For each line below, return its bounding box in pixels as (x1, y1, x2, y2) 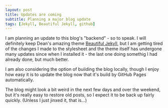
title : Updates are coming (5, 12, 62, 17)
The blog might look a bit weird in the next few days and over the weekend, (5, 86, 160, 93)
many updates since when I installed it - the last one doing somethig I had (5, 51, 157, 57)
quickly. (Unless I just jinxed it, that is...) (5, 97, 87, 103)
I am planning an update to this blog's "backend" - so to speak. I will (5, 35, 146, 41)
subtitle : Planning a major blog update (5, 17, 91, 22)
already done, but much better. (5, 56, 69, 63)
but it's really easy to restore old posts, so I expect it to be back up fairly (5, 92, 154, 98)
